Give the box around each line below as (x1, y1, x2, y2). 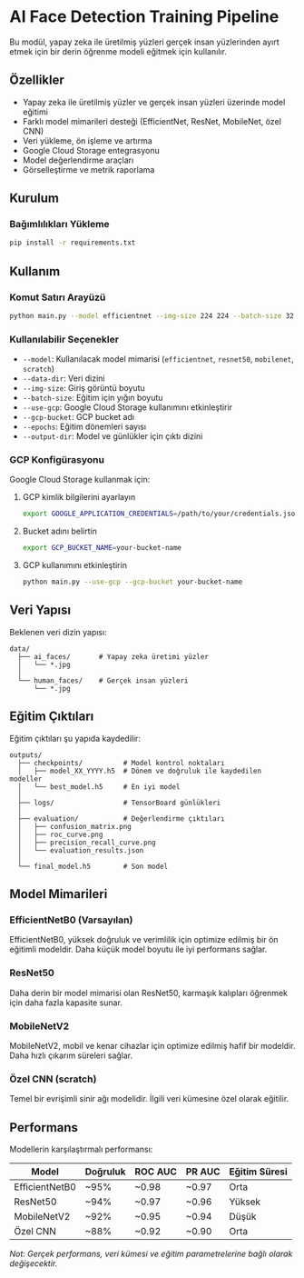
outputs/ (9, 750, 43, 760)
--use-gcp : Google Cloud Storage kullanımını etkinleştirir (22, 402, 233, 413)
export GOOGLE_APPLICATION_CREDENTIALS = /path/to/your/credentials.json (22, 509, 299, 519)
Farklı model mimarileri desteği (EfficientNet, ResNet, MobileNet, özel (22, 115, 281, 126)
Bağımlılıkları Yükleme (9, 218, 111, 231)
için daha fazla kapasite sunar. (9, 997, 123, 1008)
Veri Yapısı (9, 603, 72, 618)
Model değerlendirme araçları (22, 155, 134, 165)
